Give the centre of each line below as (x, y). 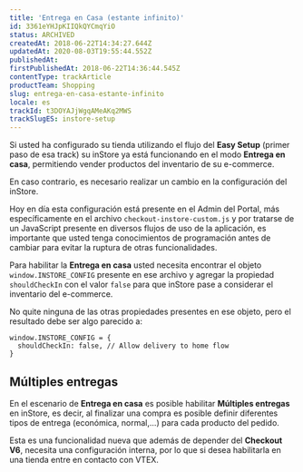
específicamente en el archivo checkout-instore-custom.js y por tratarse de (152, 219)
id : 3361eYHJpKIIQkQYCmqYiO (63, 26)
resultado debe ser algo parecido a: (76, 321)
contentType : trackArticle (60, 77)
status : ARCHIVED (42, 34)
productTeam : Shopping (52, 85)
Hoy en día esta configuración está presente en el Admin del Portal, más (144, 209)
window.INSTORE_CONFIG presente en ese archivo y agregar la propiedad (142, 275)
